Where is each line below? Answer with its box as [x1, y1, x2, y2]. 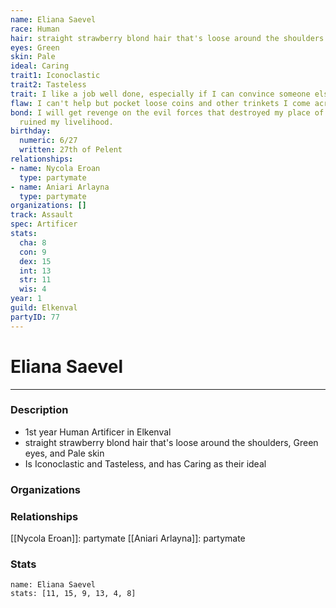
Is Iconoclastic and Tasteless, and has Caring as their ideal [24, 457, 267, 470]
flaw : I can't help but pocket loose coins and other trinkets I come [10, 98, 311, 108]
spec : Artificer [10, 219, 78, 230]
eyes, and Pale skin [24, 447, 105, 459]
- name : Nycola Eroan [10, 163, 101, 173]
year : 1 [10, 294, 43, 304]
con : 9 [19, 247, 47, 257]
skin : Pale [10, 52, 56, 62]
